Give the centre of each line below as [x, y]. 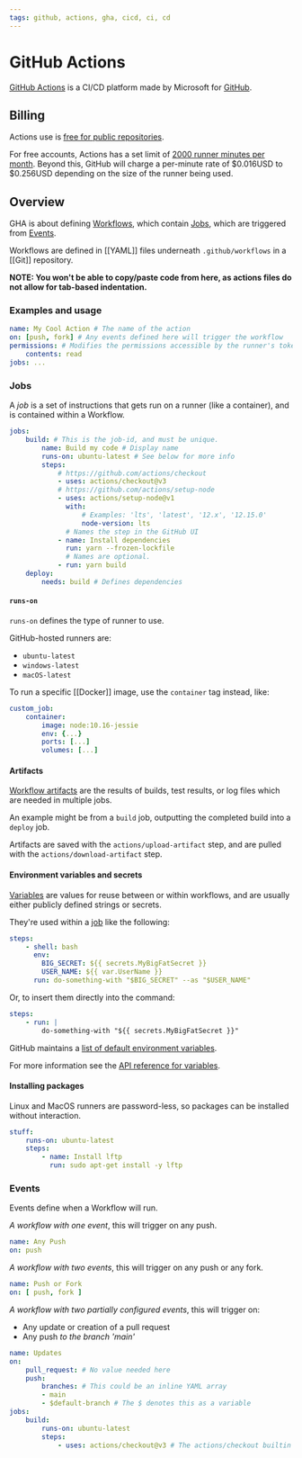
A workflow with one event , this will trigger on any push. [113, 1226]
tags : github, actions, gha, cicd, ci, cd [90, 18]
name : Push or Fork [46, 1284]
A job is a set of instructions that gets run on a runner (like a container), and [149, 405]
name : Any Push [38, 1242]
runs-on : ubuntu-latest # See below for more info [138, 456]
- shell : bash [52, 947]
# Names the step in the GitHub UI [133, 532]
